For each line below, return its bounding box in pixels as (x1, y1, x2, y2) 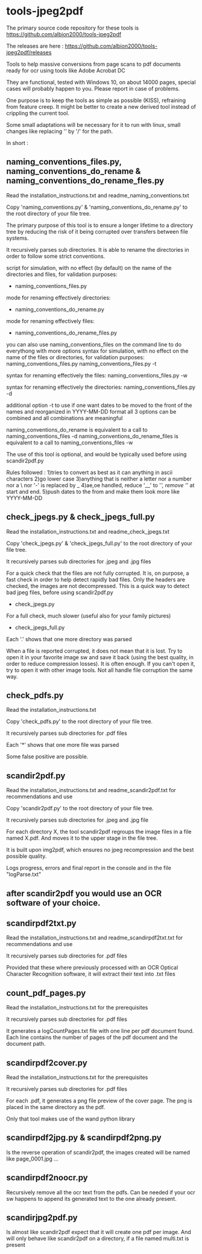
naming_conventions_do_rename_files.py (14, 329, 118, 336)
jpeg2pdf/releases (6, 48, 52, 56)
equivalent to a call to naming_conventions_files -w (6, 439, 133, 446)
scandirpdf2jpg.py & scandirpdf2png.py (6, 1133, 162, 1143)
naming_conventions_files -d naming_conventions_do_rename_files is (6, 432, 179, 440)
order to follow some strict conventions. (6, 252, 106, 260)
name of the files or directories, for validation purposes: (6, 353, 145, 360)
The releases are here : (6, 42, 64, 50)
